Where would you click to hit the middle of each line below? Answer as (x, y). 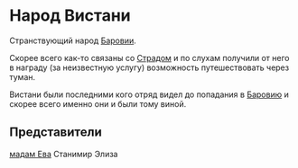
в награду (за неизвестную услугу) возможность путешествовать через (149, 67)
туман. (23, 76)
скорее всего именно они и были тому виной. (98, 103)
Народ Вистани (70, 16)
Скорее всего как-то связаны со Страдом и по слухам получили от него (149, 57)
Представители (56, 133)
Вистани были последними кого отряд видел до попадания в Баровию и (149, 94)
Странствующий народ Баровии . (73, 40)
